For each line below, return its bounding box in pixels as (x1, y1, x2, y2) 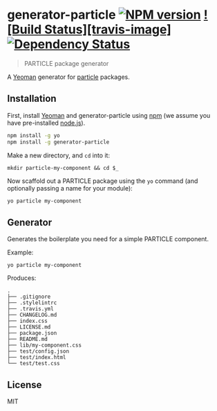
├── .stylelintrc (7, 299, 57, 306)
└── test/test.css (7, 360, 60, 367)
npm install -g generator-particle (7, 139, 110, 146)
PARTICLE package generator (23, 59, 109, 67)
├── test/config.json (7, 348, 70, 355)
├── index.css (7, 317, 48, 325)
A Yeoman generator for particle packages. (7, 73, 130, 81)
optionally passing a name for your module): (7, 184, 133, 192)
